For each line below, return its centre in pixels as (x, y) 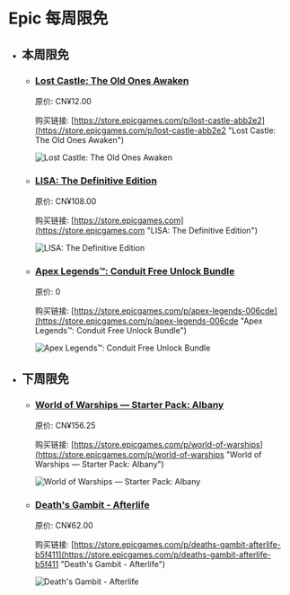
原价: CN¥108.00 (66, 201)
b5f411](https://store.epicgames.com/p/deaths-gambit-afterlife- (153, 555)
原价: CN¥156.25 (65, 426)
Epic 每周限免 (58, 18)
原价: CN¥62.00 (64, 526)
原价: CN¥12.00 (63, 101)
